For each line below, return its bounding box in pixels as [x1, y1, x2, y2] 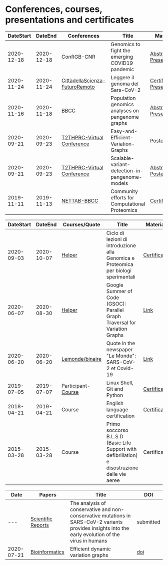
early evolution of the [69, 531, 120, 538]
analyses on [110, 107, 139, 114]
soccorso [106, 427, 128, 434]
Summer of [106, 288, 132, 295]
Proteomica [106, 260, 133, 267]
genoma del [110, 80, 139, 87]
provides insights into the [69, 524, 129, 531]
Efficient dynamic [69, 545, 111, 552]
